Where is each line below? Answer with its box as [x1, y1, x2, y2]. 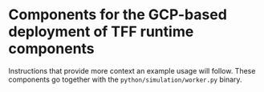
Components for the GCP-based [8, 6, 227, 24]
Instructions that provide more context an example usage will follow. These [8, 66, 256, 75]
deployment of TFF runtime [8, 22, 194, 41]
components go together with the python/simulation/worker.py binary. [8, 74, 242, 84]
